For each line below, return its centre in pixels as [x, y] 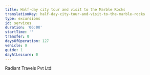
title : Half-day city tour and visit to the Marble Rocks [65, 9]
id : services [18, 23]
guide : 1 [14, 50]
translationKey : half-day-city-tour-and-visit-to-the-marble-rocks [75, 14]
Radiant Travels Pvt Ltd [28, 68]
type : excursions [23, 18]
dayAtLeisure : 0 [21, 54]
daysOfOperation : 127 [27, 41]
